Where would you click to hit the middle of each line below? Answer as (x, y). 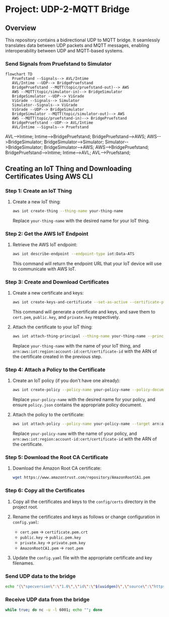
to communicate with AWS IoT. (44, 269)
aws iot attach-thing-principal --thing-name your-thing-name (79, 336)
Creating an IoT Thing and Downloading (69, 168)
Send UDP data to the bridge (40, 576)
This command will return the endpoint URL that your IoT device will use (87, 264)
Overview (21, 28)
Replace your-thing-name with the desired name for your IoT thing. (81, 220)
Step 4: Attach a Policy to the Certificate (55, 370)
